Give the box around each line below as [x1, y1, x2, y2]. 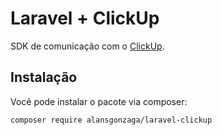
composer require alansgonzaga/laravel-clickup [10, 115, 213, 125]
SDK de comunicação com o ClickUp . [10, 40, 165, 52]
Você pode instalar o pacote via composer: [10, 95, 188, 107]
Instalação [10, 69, 78, 86]
